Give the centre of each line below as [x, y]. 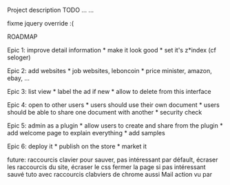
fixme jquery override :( [41, 23]
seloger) [19, 57]
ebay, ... [18, 78]
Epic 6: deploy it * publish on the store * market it [77, 146]
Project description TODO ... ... [51, 10]
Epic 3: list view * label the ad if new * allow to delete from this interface [109, 91]
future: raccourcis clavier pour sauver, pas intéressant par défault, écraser [113, 159]
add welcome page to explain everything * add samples [86, 133]
